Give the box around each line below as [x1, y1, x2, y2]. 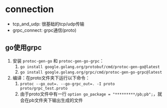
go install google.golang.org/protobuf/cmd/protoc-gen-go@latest [20, 64, 160, 69]
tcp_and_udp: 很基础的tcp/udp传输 [12, 21, 85, 27]
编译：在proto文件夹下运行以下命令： [12, 75, 90, 81]
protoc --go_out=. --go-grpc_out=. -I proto [20, 81, 115, 86]
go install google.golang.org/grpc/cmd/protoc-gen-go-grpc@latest [20, 70, 162, 75]
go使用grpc [5, 43, 42, 52]
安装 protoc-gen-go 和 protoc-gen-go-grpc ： [12, 58, 104, 64]
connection [5, 4, 54, 15]
